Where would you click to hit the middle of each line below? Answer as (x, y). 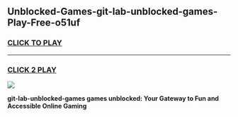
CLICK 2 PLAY (32, 69)
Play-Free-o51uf (44, 23)
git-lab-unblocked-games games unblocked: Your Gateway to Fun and (113, 98)
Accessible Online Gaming (47, 106)
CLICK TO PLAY (35, 43)
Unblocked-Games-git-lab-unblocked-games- (113, 12)
